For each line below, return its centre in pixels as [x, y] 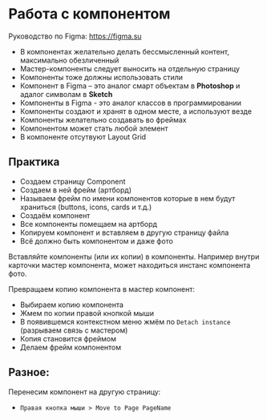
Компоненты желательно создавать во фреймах [103, 119]
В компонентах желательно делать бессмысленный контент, [125, 51]
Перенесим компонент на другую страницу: [85, 392]
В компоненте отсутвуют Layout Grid [83, 136]
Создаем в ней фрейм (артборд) [76, 190]
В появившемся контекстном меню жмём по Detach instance [125, 321]
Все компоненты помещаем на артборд [89, 224]
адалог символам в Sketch [66, 94]
